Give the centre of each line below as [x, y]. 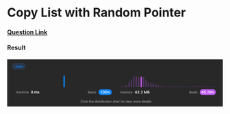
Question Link [27, 32]
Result [16, 48]
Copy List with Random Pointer [97, 13]
